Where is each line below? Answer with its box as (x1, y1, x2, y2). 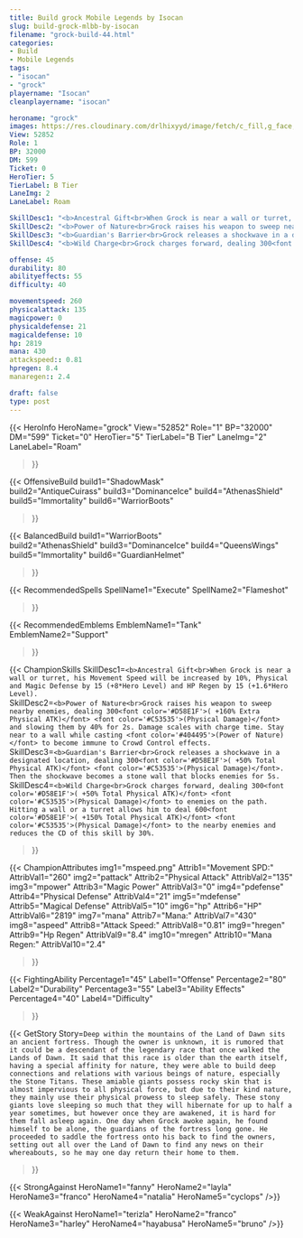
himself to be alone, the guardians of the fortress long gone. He (9, 1124, 269, 1133)
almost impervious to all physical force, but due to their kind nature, (9, 1084, 293, 1094)
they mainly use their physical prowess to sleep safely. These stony (9, 1093, 280, 1102)
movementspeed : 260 (9, 297, 83, 306)
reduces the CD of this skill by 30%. (9, 828, 155, 838)
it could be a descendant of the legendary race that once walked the (9, 1045, 280, 1055)
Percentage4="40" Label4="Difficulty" (9, 992, 153, 1003)
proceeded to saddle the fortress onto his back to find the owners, (9, 1132, 277, 1141)
